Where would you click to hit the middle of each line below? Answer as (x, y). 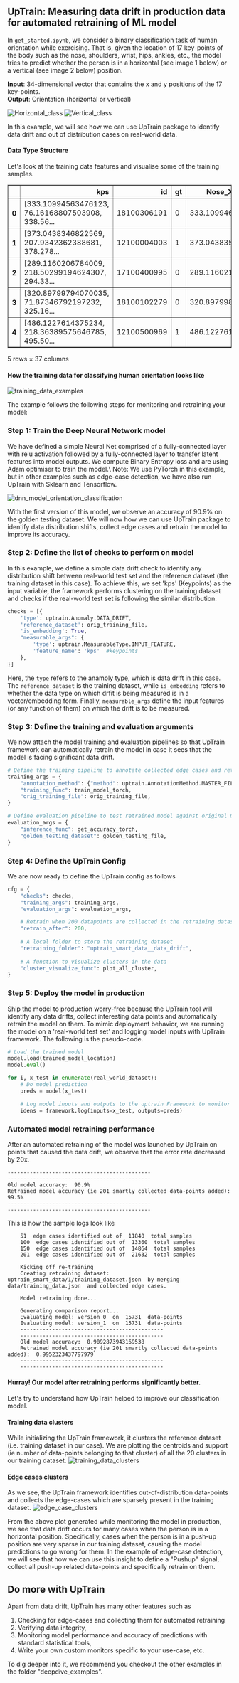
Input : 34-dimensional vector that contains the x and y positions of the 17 (115, 84)
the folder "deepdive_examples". (55, 1672)
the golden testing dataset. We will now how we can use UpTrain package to (119, 519)
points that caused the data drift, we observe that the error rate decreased (116, 1152)
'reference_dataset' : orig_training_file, (84, 625)
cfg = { (19, 889)
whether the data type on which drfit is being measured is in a (99, 693)
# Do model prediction (54, 1085)
